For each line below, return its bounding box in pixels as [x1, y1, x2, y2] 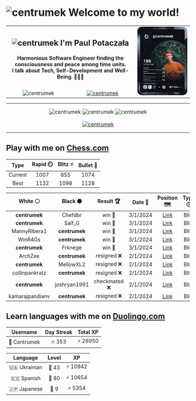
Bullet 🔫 [78, 162, 98, 169]
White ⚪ [18, 198, 40, 205]
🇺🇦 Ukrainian [8, 364, 43, 371]
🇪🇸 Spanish [10, 375, 41, 382]
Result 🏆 [97, 198, 121, 205]
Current [8, 172, 27, 179]
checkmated [93, 277, 124, 285]
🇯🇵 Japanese [8, 385, 43, 392]
